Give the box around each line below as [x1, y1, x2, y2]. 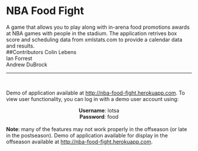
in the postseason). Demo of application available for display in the [6, 132, 168, 139]
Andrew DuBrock [6, 61, 48, 68]
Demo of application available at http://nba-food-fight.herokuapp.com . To [6, 89, 186, 96]
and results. [6, 42, 35, 49]
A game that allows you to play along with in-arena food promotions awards [6, 24, 190, 31]
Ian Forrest [6, 55, 32, 62]
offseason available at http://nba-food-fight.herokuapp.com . [6, 138, 153, 145]
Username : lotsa [78, 107, 120, 114]
